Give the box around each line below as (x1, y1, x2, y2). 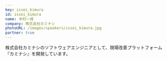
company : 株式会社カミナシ (5, 21, 55, 26)
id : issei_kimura (5, 12, 41, 17)
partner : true (5, 30, 35, 35)
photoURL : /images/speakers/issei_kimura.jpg (5, 26, 101, 31)
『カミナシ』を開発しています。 (5, 51, 71, 57)
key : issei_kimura (5, 7, 43, 12)
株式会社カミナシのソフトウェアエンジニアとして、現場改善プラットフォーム (5, 45, 162, 50)
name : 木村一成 (5, 16, 34, 21)
